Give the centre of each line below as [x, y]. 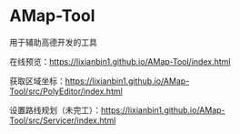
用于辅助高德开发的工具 [53, 42]
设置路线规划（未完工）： [55, 109]
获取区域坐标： [37, 81]
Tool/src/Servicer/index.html [63, 120]
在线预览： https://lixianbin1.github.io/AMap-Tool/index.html [120, 61]
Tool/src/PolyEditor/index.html [66, 91]
